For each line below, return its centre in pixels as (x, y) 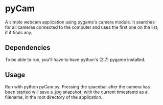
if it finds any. (19, 32)
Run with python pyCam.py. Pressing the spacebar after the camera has (78, 86)
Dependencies (28, 48)
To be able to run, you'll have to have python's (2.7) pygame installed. (75, 60)
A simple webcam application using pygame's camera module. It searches (80, 22)
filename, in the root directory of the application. (54, 97)
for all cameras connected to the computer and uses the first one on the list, (82, 27)
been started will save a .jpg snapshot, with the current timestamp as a (76, 92)
